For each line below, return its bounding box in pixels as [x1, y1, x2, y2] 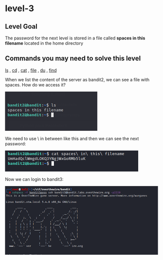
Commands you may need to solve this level [5, 54, 141, 63]
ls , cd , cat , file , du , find [5, 67, 57, 73]
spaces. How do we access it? [5, 82, 66, 87]
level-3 [5, 3, 34, 14]
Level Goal [5, 22, 38, 31]
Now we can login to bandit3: [5, 176, 64, 182]
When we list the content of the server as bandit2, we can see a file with [5, 76, 149, 83]
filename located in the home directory [5, 40, 83, 46]
